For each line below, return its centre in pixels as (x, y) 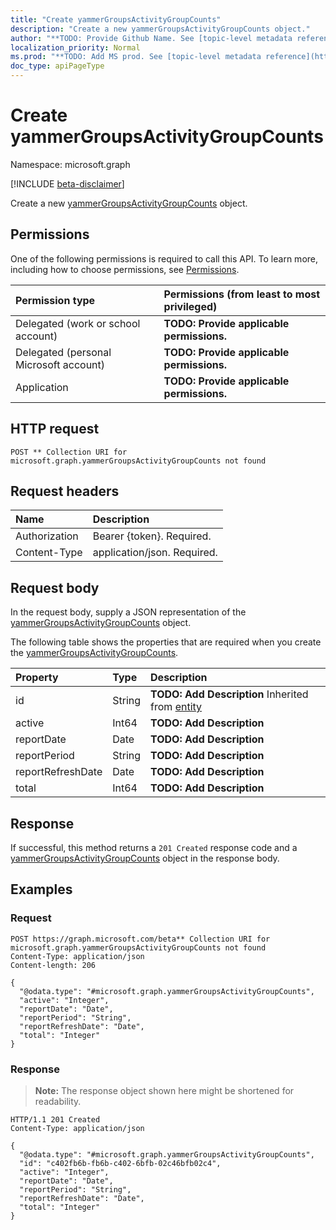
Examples (41, 889)
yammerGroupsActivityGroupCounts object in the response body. (145, 858)
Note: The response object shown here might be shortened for (164, 1090)
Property (37, 678)
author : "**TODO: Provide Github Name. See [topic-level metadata (151, 38)
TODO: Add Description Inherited (229, 694)
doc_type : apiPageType (57, 66)
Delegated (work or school (78, 323)
